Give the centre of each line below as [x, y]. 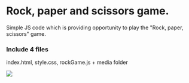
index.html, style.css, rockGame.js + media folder [67, 62]
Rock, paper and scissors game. [88, 11]
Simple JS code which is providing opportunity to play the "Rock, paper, [95, 27]
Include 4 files [28, 49]
